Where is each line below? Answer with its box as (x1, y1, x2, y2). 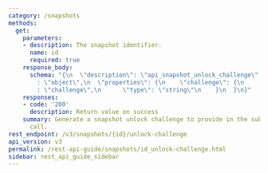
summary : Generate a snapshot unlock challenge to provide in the (22, 116, 248, 124)
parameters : (22, 33, 62, 42)
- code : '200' (22, 100, 69, 108)
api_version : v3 (8, 137, 62, 146)
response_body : (22, 64, 73, 72)
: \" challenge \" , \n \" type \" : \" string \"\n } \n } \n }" (37, 85, 251, 94)
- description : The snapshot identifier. (22, 41, 162, 49)
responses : (22, 93, 59, 101)
